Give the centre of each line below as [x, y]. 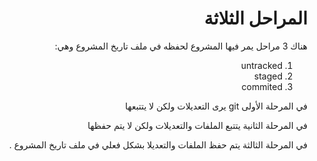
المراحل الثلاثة [255, 18]
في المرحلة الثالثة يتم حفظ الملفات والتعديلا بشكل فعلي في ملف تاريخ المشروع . [158, 144]
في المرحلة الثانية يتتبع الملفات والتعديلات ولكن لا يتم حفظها [197, 125]
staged [268, 76]
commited [262, 86]
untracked [261, 65]
